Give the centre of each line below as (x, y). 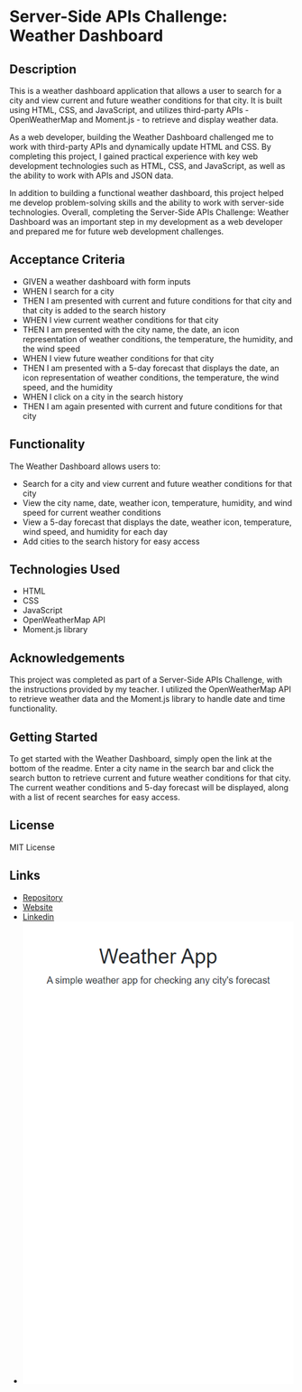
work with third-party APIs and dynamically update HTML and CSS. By (141, 147)
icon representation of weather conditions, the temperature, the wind (151, 378)
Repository (42, 897)
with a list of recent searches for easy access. (95, 798)
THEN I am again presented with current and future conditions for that (152, 406)
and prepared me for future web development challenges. (117, 231)
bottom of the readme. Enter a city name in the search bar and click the (142, 769)
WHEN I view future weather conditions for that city (118, 358)
